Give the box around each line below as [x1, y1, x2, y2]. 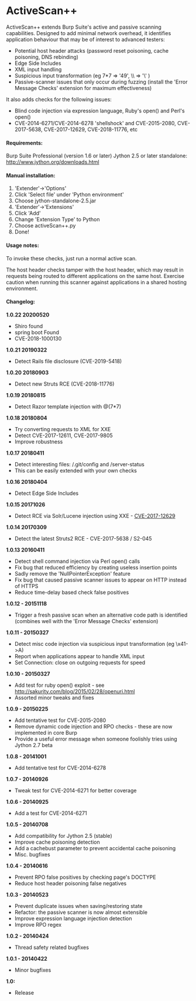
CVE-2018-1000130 [14, 335, 62, 342]
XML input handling [14, 66, 62, 73]
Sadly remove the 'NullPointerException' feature [14, 570, 130, 577]
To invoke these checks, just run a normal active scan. [6, 254, 137, 262]
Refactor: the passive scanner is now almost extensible [14, 909, 148, 916]
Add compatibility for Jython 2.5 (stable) [14, 832, 112, 839]
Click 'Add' [14, 209, 41, 217]
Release [14, 989, 34, 996]
